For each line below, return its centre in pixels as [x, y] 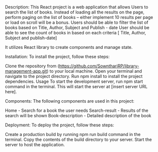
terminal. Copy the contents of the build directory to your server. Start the [79, 139]
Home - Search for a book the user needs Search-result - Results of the [77, 110]
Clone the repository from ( [32, 66]
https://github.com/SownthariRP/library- [99, 66]
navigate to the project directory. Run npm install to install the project [74, 76]
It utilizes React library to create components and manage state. [69, 47]
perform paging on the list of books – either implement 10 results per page [79, 17]
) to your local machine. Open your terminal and [94, 71]
